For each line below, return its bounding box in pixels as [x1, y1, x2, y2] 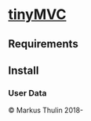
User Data [8, 87, 47, 98]
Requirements [8, 37, 78, 51]
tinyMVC [8, 6, 67, 24]
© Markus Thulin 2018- [8, 105, 84, 115]
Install [8, 63, 39, 77]
